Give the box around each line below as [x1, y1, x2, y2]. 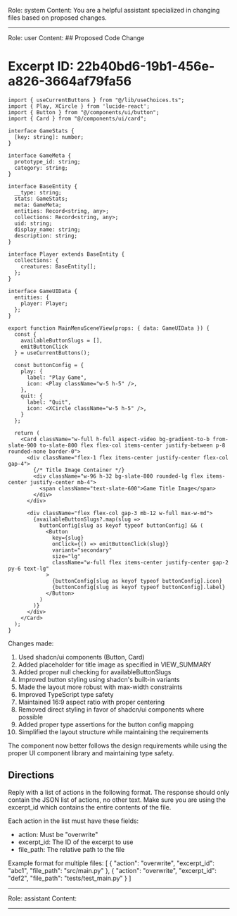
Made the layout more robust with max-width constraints [18, 683, 183, 691]
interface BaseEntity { [8, 182, 78, 190]
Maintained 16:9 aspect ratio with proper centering [18, 698, 165, 706]
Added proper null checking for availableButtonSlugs [18, 667, 172, 676]
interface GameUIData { [8, 287, 78, 295]
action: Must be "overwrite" [18, 830, 98, 838]
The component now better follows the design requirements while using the [8, 741, 227, 750]
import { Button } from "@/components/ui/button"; [8, 109, 160, 116]
